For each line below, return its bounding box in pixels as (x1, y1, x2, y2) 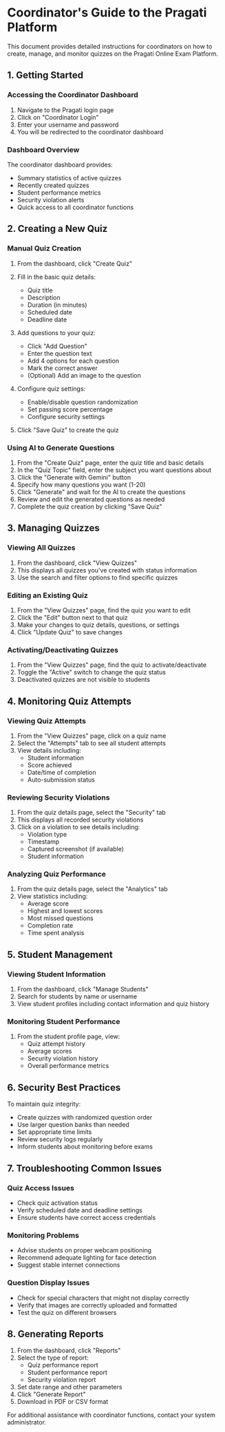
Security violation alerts (17, 195, 85, 204)
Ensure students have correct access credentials (17, 1213, 156, 1221)
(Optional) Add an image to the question (27, 371, 141, 379)
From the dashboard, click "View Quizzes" (17, 559, 138, 567)
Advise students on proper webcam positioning (17, 1246, 152, 1254)
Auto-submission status (27, 776, 95, 784)
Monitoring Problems (7, 1230, 79, 1240)
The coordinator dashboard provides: (7, 160, 114, 169)
